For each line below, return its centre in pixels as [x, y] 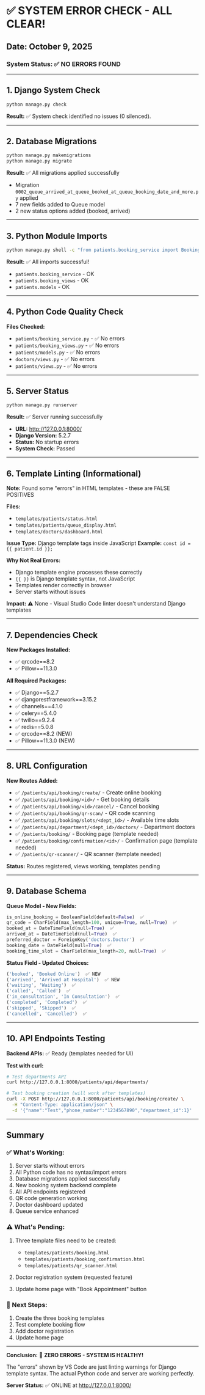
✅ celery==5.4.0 [36, 713]
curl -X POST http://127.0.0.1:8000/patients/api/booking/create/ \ [95, 1099]
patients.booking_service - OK [55, 274]
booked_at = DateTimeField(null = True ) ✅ [60, 928]
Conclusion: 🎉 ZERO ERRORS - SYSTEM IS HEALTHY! [75, 1355]
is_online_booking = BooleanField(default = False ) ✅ [75, 917]
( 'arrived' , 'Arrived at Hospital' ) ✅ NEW [63, 979]
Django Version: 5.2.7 [43, 436]
